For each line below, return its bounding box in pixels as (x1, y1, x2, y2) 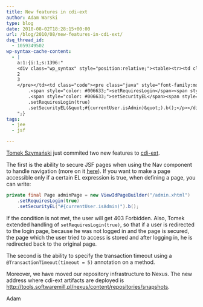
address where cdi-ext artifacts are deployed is (6, 277, 124, 284)
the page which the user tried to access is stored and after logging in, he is (6, 234, 193, 241)
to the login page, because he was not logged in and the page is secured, (6, 227, 190, 234)
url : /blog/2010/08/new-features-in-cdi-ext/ (6, 32, 123, 38)
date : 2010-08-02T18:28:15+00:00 (6, 25, 91, 32)
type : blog (6, 20, 34, 26)
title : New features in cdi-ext (6, 8, 88, 15)
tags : (6, 116, 20, 122)
